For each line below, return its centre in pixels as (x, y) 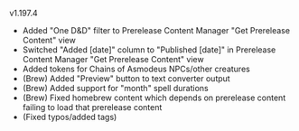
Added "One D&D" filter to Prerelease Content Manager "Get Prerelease (156, 30)
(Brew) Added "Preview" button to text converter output (126, 79)
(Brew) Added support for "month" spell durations (116, 88)
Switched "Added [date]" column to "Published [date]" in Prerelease (149, 50)
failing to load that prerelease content (92, 107)
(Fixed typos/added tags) (70, 117)
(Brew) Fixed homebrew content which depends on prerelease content (154, 98)
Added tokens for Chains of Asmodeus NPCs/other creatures (136, 69)
